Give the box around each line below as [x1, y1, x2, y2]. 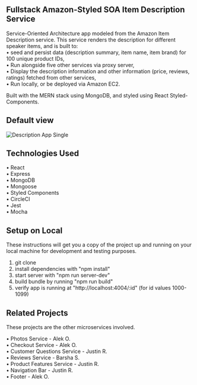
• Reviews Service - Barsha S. [6, 354, 80, 361]
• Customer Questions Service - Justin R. [6, 348, 107, 355]
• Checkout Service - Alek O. [6, 342, 77, 349]
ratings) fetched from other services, [6, 74, 97, 81]
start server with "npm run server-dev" [14, 272, 110, 279]
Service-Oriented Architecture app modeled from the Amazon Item [6, 30, 170, 37]
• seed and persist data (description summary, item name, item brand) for [6, 49, 186, 56]
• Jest [6, 202, 21, 209]
